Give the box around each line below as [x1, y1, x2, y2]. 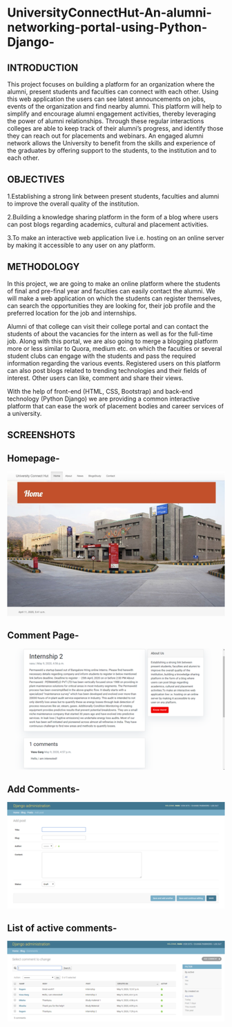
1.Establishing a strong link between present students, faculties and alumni [7, 192, 220, 200]
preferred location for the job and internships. [7, 309, 137, 317]
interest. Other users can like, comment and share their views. [7, 374, 184, 382]
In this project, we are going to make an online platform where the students [7, 279, 221, 288]
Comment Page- [7, 630, 79, 642]
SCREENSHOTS [7, 429, 76, 441]
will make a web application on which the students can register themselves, [7, 294, 222, 302]
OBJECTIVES [7, 174, 65, 185]
